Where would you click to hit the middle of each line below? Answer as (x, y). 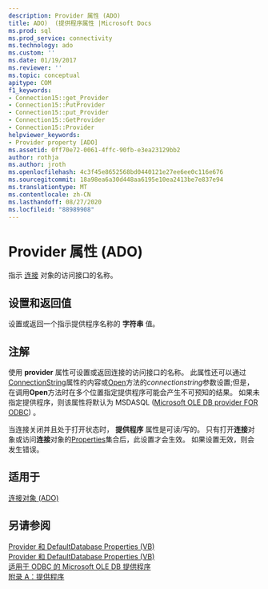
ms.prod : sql (30, 30)
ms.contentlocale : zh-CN (50, 194)
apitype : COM (30, 83)
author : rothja (34, 157)
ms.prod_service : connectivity (60, 38)
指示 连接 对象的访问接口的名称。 (63, 275)
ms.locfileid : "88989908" (51, 209)
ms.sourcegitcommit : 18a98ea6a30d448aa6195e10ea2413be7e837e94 (116, 180)
